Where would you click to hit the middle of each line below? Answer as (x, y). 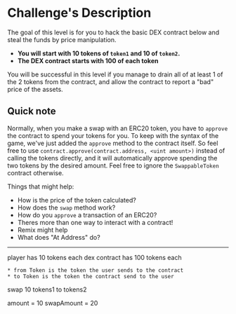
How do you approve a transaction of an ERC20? (87, 214)
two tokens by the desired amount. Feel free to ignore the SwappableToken (113, 165)
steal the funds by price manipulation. (62, 39)
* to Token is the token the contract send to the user (91, 276)
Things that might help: (41, 186)
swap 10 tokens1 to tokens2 (47, 289)
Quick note (32, 111)
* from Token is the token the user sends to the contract (96, 270)
